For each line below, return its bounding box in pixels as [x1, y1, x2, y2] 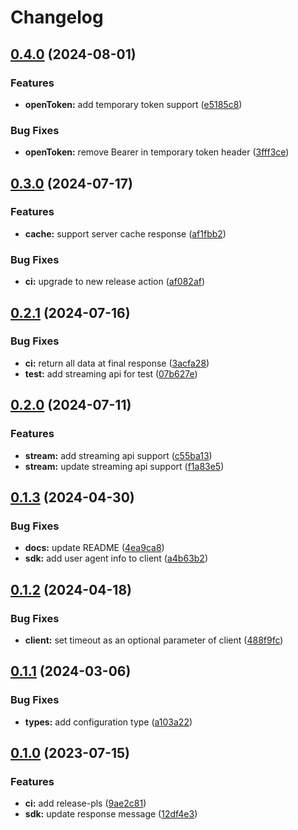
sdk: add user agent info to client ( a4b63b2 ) [24, 552, 208, 565]
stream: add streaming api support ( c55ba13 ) [24, 449, 213, 461]
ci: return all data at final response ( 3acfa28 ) [24, 357, 210, 369]
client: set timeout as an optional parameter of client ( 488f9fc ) [24, 634, 284, 646]
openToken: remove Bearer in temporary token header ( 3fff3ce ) [24, 146, 290, 158]
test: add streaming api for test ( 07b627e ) [24, 367, 198, 380]
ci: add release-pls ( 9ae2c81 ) [24, 797, 147, 810]
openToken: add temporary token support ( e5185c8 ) [24, 98, 243, 110]
